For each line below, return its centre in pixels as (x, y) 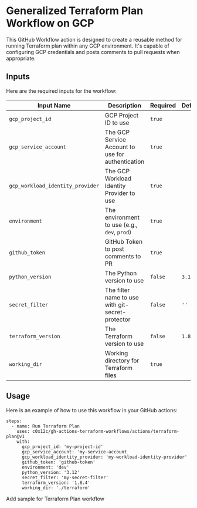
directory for (122, 361)
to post (114, 249)
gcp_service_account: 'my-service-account (74, 452)
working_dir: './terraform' (56, 488)
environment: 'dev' (45, 467)
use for (115, 154)
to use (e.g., (121, 224)
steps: (14, 421)
